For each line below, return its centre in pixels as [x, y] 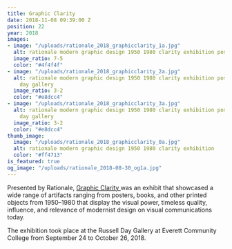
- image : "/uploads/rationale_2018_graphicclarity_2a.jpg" [94, 71]
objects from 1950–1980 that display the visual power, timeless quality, [107, 202]
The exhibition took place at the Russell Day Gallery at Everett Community [112, 230]
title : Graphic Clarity [41, 13]
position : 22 [26, 26]
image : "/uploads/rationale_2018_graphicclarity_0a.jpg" [97, 142]
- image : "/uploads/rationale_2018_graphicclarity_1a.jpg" [94, 46]
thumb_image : [26, 136]
